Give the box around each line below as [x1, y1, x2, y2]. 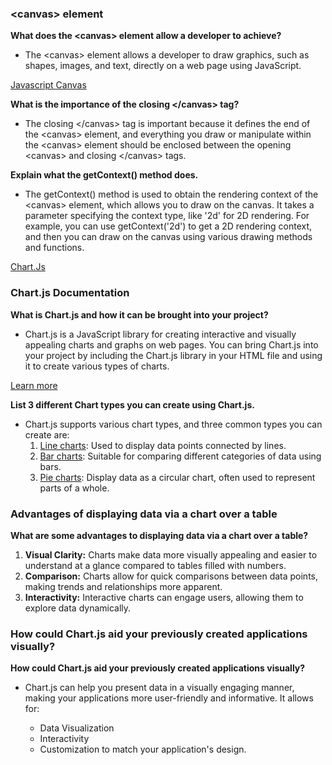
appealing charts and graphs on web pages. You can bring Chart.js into [24, 338, 319, 351]
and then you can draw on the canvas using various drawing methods [24, 231, 313, 243]
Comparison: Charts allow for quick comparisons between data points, [24, 570, 319, 582]
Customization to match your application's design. [39, 743, 247, 756]
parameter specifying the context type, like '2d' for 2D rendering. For [24, 210, 310, 222]
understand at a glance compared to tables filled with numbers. [24, 559, 287, 571]
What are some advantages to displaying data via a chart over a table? [10, 529, 309, 541]
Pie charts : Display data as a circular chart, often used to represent [39, 471, 316, 483]
